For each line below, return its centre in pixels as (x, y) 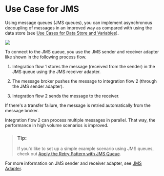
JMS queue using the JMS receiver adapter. (56, 72)
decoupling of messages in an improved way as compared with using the (79, 27)
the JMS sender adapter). (38, 86)
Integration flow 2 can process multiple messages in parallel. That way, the (80, 120)
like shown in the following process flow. (46, 57)
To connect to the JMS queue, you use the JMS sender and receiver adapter (82, 51)
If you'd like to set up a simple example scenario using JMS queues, (85, 149)
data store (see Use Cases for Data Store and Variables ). (62, 33)
